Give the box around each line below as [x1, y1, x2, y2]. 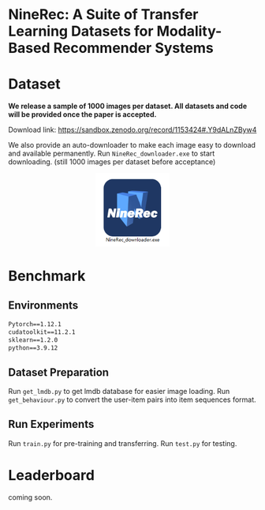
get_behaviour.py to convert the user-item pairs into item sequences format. [8, 395, 256, 404]
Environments [8, 298, 79, 312]
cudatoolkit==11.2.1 [8, 328, 77, 336]
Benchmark [8, 267, 86, 285]
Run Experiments [8, 418, 95, 431]
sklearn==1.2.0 [8, 336, 58, 344]
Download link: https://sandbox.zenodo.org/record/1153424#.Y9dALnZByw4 [8, 125, 257, 135]
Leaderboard [8, 466, 95, 484]
